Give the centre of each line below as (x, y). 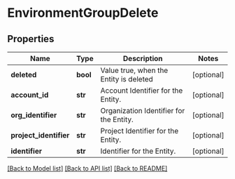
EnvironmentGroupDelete (83, 13)
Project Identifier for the (140, 131)
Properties (31, 39)
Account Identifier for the (142, 91)
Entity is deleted (127, 79)
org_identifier (34, 115)
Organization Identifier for (143, 111)
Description (143, 59)
